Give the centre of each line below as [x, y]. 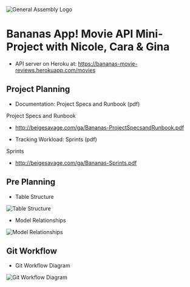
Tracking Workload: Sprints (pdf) [56, 139]
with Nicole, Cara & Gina [107, 47]
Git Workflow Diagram [43, 266]
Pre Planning [31, 182]
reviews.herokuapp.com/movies [55, 70]
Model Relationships [40, 220]
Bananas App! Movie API [70, 34]
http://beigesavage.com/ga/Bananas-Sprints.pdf [76, 163]
